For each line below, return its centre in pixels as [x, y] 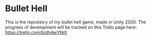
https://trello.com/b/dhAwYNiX [36, 32]
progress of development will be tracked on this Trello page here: [71, 27]
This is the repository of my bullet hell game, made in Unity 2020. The [75, 22]
